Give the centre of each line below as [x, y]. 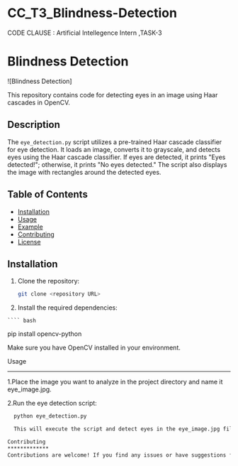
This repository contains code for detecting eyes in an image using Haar [113, 94]
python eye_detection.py [50, 416]
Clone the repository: [49, 281]
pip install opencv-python [45, 334]
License [29, 242]
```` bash [22, 321]
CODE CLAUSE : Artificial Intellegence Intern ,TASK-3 [85, 33]
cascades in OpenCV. [39, 102]
